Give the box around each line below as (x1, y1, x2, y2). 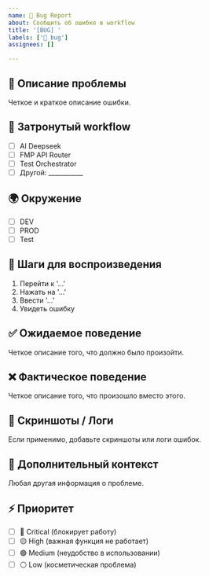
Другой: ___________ (19, 167, 84, 177)
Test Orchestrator (19, 159, 77, 168)
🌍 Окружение (8, 192, 82, 205)
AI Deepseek (19, 141, 61, 150)
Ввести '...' (19, 296, 55, 305)
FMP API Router (19, 150, 71, 160)
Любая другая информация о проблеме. (8, 479, 144, 488)
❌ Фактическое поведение (8, 370, 147, 384)
